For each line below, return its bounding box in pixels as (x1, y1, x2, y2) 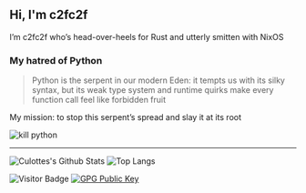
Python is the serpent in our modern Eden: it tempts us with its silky (31, 75, 285, 86)
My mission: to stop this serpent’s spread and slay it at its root (9, 112, 242, 123)
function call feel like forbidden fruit (31, 95, 167, 106)
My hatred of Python (9, 54, 103, 66)
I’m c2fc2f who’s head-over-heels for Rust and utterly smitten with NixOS (9, 31, 284, 42)
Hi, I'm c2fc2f (9, 7, 88, 23)
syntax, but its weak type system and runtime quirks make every (31, 85, 274, 96)
